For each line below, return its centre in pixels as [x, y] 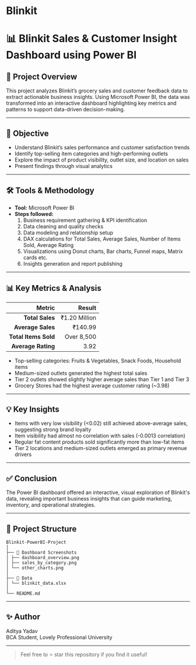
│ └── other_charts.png [35, 568]
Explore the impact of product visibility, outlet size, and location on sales [101, 160]
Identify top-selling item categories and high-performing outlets [91, 154]
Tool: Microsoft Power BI [44, 208]
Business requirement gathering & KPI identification [85, 220]
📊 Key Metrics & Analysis [54, 288]
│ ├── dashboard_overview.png [43, 558]
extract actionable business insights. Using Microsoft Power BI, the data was [98, 97]
